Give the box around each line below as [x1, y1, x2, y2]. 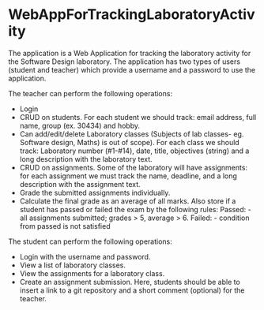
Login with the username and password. [19, 252, 151, 261]
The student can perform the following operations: [8, 237, 172, 246]
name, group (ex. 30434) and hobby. [19, 121, 141, 130]
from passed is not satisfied [19, 221, 111, 230]
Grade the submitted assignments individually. [19, 188, 171, 197]
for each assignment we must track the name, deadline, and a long [19, 171, 237, 181]
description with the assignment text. [19, 179, 141, 189]
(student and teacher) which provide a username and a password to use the [8, 65, 255, 74]
